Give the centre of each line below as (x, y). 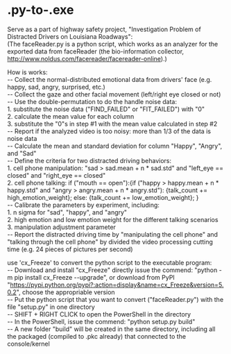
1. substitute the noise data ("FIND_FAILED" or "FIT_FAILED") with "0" (106, 109)
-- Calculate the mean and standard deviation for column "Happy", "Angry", (115, 146)
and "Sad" (22, 153)
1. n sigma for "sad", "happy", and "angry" (67, 212)
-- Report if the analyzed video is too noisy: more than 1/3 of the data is (109, 131)
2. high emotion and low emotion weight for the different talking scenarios (113, 219)
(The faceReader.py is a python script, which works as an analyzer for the (113, 44)
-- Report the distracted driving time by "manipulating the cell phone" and (113, 234)
